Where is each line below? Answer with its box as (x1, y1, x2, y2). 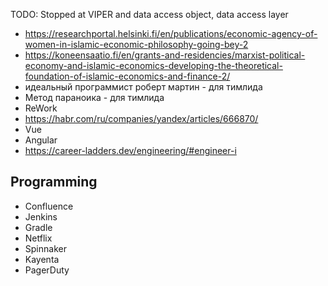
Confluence (24, 200, 74, 212)
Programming (10, 174, 98, 191)
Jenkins (24, 210, 58, 223)
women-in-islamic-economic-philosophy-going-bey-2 (24, 39, 249, 50)
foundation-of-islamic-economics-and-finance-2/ (24, 70, 231, 82)
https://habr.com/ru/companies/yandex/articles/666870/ (24, 113, 259, 124)
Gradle (24, 221, 53, 233)
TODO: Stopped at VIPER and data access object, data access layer (10, 9, 289, 20)
